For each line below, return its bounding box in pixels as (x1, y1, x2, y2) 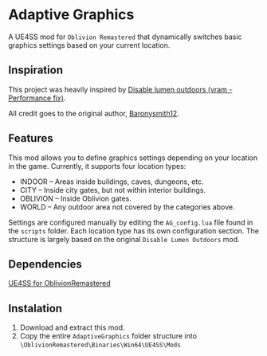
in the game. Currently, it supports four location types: (8, 161, 187, 170)
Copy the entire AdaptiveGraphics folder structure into (19, 331, 198, 341)
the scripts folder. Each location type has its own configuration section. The (8, 225, 259, 236)
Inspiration (8, 64, 64, 77)
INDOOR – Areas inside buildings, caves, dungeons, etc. (19, 177, 205, 186)
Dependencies (8, 257, 82, 271)
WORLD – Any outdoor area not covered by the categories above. (19, 201, 235, 212)
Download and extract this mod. (19, 323, 125, 332)
